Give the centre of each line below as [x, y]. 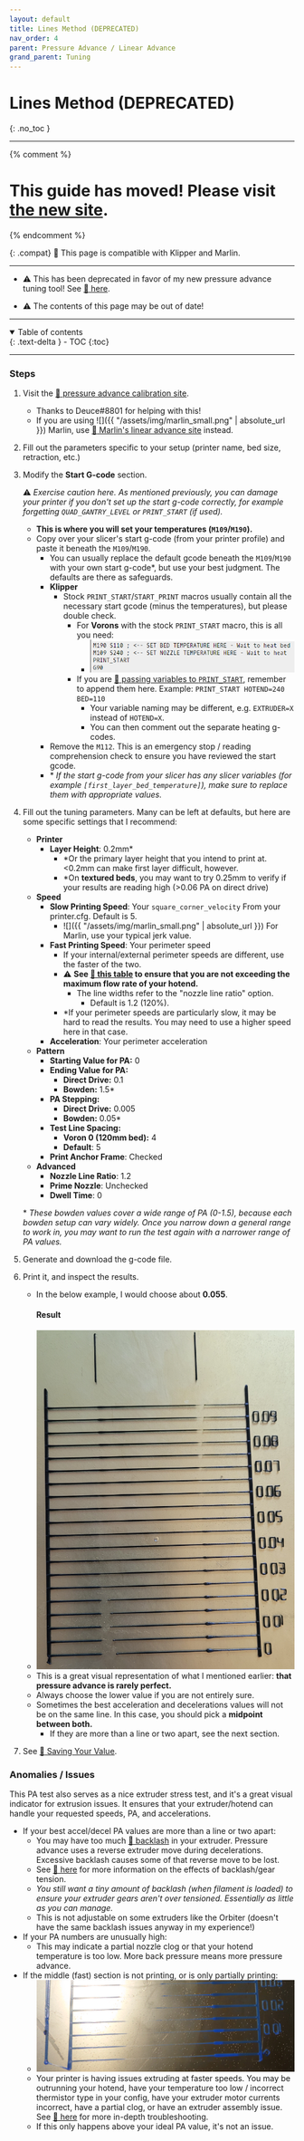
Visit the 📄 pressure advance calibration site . [106, 393]
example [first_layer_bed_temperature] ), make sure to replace [168, 784]
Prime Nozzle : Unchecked [99, 1186]
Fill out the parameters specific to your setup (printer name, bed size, [152, 447]
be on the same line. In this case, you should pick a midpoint [149, 1714]
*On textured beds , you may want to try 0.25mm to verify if [175, 878]
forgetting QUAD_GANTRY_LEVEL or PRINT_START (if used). [123, 512]
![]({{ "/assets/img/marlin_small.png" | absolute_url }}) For [171, 926]
